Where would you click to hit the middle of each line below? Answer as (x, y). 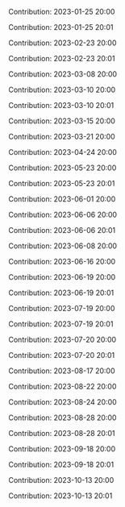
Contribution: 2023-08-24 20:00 (62, 402)
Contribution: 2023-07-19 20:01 (61, 324)
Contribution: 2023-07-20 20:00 (62, 339)
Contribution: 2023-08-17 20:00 (62, 371)
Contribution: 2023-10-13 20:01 (60, 496)
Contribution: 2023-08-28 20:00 (62, 418)
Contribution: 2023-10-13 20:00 (61, 480)
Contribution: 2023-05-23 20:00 (62, 168)
